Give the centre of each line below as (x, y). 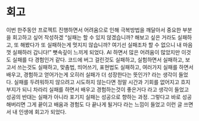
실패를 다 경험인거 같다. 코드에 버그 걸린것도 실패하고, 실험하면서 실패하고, (98, 60)
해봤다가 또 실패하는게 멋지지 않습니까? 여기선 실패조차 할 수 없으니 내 (101, 45)
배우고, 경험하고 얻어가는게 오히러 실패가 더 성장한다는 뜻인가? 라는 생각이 (92, 75)
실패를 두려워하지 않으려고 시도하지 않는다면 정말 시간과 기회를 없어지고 (97, 82)
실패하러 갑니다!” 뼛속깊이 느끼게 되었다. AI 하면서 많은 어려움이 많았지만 (96, 52)
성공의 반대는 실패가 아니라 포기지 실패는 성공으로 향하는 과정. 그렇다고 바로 (94, 97)
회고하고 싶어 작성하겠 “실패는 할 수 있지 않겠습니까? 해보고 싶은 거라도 (94, 37)
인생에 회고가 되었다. (43, 111)
